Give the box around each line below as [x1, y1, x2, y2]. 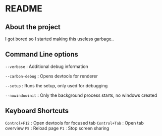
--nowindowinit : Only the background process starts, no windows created [5, 92, 158, 98]
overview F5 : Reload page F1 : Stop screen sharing [5, 125, 109, 131]
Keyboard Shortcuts [5, 107, 69, 115]
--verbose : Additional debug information [5, 63, 88, 69]
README [5, 3, 43, 14]
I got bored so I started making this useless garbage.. [5, 36, 114, 42]
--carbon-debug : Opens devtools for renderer [5, 73, 98, 79]
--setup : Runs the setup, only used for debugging [5, 82, 108, 88]
